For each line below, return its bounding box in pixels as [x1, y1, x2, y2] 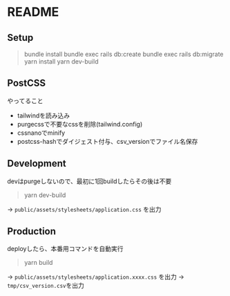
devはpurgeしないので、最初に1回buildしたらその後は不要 [7, 177, 172, 185]
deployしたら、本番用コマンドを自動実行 [7, 245, 124, 253]
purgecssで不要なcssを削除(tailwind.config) [17, 120, 143, 128]
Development [7, 158, 67, 169]
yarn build [23, 259, 53, 267]
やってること [7, 96, 44, 104]
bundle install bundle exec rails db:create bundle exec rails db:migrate [23, 50, 224, 58]
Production [7, 225, 57, 237]
